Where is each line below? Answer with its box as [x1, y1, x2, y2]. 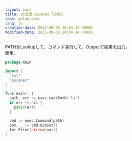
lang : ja [5, 21, 23, 26]
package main [5, 60, 32, 65]
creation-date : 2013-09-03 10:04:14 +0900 [5, 25, 93, 30]
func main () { [5, 91, 34, 96]
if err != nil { [9, 100, 43, 105]
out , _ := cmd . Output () [9, 123, 58, 128]
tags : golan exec [5, 16, 41, 21]
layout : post [5, 7, 32, 12]
